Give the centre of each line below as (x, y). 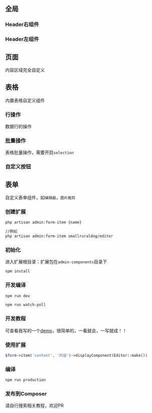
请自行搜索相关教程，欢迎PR (34, 405)
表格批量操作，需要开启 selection (40, 152)
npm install (18, 271)
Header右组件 (22, 25)
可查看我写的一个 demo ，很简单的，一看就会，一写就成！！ (66, 330)
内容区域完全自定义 (25, 70)
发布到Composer (26, 393)
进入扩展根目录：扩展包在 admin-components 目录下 (56, 262)
